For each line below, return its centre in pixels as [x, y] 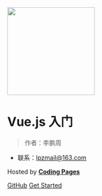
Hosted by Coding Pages [44, 171]
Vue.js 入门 [40, 122]
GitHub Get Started [35, 185]
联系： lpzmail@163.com [52, 157]
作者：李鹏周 [43, 143]
